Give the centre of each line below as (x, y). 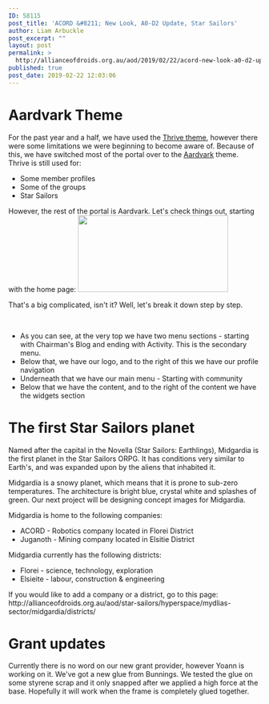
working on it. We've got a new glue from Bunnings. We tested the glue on (131, 674)
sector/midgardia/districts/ (52, 611)
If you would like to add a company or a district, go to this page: (113, 594)
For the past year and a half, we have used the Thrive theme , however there (133, 137)
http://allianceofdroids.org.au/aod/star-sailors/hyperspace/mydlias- (120, 603)
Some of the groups (53, 187)
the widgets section (52, 395)
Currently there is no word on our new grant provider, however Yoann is (126, 666)
